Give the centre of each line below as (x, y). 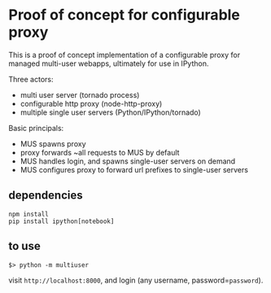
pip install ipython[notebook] (61, 221)
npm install (28, 214)
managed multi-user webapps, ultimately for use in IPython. (109, 63)
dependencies (46, 196)
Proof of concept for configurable (124, 15)
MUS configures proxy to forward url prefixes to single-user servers (134, 169)
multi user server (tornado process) (80, 94)
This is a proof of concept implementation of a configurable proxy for (125, 55)
